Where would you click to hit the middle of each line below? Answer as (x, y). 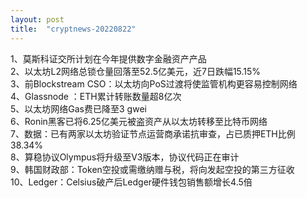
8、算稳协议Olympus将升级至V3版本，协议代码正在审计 (125, 157)
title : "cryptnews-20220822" (73, 29)
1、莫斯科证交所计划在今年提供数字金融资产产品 (108, 58)
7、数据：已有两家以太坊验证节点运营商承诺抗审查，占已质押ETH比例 (153, 133)
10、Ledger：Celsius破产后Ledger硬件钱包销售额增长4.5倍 (131, 182)
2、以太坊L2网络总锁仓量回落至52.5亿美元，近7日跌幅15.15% (136, 71)
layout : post (37, 19)
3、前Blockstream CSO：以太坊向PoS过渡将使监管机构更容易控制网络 (154, 83)
